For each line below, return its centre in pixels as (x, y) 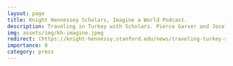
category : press (31, 52)
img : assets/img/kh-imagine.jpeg (55, 33)
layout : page (26, 13)
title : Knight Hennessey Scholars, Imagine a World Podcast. (97, 20)
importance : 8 (28, 45)
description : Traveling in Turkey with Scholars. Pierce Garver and (108, 26)
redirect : (21, 39)
